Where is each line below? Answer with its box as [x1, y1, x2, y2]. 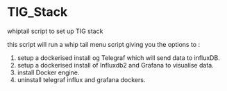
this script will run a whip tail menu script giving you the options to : [7, 40, 200, 48]
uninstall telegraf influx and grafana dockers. [17, 75, 146, 83]
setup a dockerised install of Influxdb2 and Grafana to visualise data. [17, 61, 214, 69]
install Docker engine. [17, 68, 80, 77]
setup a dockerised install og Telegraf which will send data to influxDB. [17, 53, 220, 62]
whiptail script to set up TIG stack [7, 27, 103, 35]
